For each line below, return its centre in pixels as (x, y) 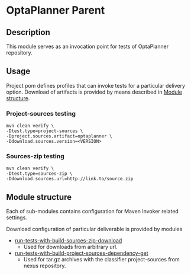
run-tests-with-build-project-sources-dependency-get (82, 253)
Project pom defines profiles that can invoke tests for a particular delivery (96, 85)
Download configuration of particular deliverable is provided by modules (94, 229)
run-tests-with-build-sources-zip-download (68, 241)
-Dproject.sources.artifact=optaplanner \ (59, 136)
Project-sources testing (41, 113)
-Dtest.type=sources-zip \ (39, 174)
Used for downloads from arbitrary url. (70, 247)
